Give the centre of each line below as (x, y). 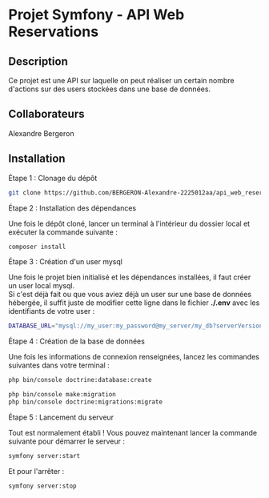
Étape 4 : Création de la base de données (77, 341)
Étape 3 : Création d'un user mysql (65, 262)
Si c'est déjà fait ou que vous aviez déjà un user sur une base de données (130, 295)
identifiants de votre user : (52, 311)
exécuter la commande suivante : (63, 232)
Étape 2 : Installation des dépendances (72, 208)
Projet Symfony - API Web (96, 15)
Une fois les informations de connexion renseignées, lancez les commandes (134, 357)
